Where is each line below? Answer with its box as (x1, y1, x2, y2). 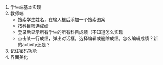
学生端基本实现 (10, 4, 41, 10)
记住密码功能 (10, 48, 37, 54)
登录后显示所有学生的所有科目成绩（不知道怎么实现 (17, 29, 123, 35)
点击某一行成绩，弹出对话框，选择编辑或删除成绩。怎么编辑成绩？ (17, 35, 154, 41)
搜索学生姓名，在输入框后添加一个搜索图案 (17, 17, 106, 22)
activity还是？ (22, 42, 51, 47)
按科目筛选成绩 (17, 23, 49, 29)
